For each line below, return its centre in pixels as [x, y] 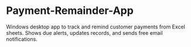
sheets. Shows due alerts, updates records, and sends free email [84, 32]
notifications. [22, 39]
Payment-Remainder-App [70, 11]
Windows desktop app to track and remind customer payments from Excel [96, 27]
